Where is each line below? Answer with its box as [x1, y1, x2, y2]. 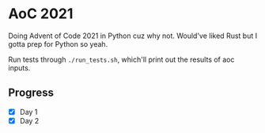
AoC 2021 [8, 5, 74, 23]
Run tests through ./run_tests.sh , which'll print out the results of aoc [8, 55, 235, 64]
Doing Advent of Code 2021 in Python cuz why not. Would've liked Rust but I [8, 31, 258, 40]
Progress [8, 86, 54, 100]
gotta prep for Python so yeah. [8, 39, 108, 48]
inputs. [8, 63, 31, 72]
